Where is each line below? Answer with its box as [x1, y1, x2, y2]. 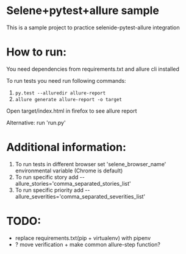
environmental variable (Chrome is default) [15, 167, 123, 174]
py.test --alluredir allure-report [15, 90, 106, 96]
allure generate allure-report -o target [15, 96, 122, 102]
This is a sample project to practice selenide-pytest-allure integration [6, 24, 180, 31]
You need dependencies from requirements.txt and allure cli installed [6, 65, 180, 72]
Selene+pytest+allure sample [6, 4, 160, 18]
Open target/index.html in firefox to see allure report [6, 107, 137, 115]
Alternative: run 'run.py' [6, 119, 66, 126]
